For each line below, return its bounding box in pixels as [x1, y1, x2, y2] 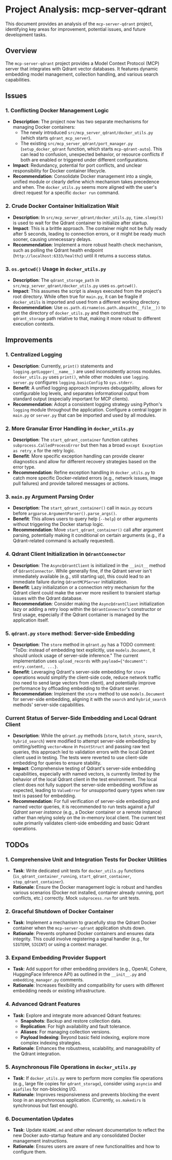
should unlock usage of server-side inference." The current [12, 652, 139, 658]
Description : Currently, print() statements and [12, 363, 113, 369]
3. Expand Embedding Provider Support [5, 954, 106, 961]
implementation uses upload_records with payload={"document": [12, 658, 148, 664]
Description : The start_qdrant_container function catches [12, 436, 138, 443]
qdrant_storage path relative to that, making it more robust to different [12, 315, 161, 322]
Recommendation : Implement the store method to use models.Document [12, 691, 165, 697]
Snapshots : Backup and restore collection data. [20, 1017, 122, 1024]
